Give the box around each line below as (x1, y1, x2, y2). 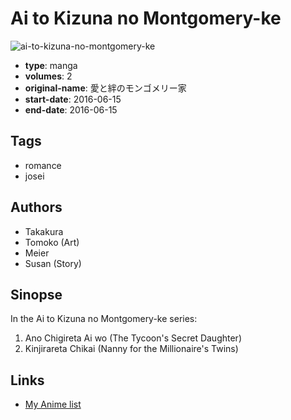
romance (24, 159, 62, 171)
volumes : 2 (24, 70, 73, 82)
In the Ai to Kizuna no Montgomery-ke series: (10, 313, 198, 325)
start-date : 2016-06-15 (24, 93, 122, 105)
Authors (10, 199, 63, 216)
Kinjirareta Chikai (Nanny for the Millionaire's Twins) (24, 343, 239, 355)
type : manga (24, 59, 78, 71)
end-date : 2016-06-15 (24, 103, 118, 116)
